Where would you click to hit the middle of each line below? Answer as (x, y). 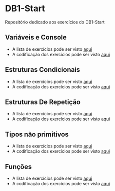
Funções (19, 167)
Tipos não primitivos (37, 134)
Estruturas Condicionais (43, 70)
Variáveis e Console (36, 37)
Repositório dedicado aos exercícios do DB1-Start (55, 22)
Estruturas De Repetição (43, 102)
